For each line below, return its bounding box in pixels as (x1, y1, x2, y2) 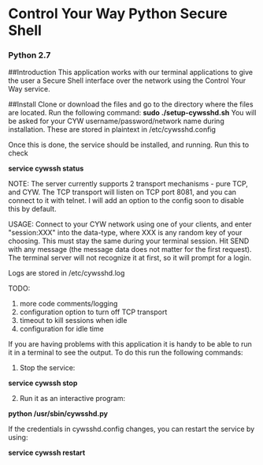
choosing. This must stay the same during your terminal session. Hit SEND (8, 236, 250, 246)
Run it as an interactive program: (19, 394, 126, 403)
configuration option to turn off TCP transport (19, 307, 168, 317)
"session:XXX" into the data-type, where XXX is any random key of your (8, 228, 243, 238)
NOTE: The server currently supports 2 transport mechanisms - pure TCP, (8, 179, 248, 189)
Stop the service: (19, 363, 76, 373)
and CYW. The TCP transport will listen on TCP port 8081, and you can (8, 187, 237, 197)
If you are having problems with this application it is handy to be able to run (8, 339, 252, 349)
